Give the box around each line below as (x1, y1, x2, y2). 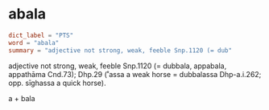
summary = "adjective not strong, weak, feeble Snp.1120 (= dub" (8, 46, 232, 55)
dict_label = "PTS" (8, 31, 74, 39)
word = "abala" (8, 39, 60, 47)
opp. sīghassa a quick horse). (8, 78, 106, 88)
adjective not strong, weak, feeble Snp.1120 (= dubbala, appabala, (8, 61, 227, 71)
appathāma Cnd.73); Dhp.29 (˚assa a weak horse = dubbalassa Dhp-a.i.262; (8, 69, 262, 79)
